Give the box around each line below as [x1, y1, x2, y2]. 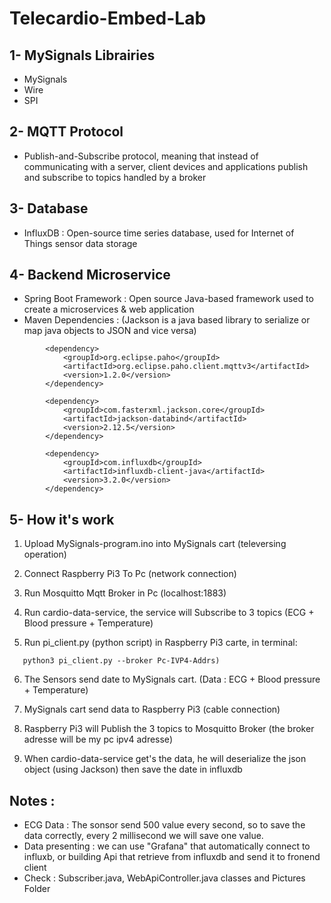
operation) [23, 548, 67, 561]
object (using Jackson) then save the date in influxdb [23, 763, 243, 776]
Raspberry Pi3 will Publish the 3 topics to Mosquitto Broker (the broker [23, 723, 315, 735]
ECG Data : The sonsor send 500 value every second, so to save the [23, 819, 306, 831]
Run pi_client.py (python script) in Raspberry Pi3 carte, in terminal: [23, 637, 298, 649]
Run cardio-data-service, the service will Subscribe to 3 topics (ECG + [23, 607, 315, 619]
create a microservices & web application [23, 303, 195, 316]
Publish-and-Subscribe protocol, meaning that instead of [23, 150, 259, 162]
